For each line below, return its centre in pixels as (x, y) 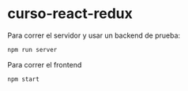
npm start (24, 79)
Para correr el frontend (45, 64)
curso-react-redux (70, 14)
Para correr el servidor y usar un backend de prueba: (94, 35)
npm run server (32, 49)
